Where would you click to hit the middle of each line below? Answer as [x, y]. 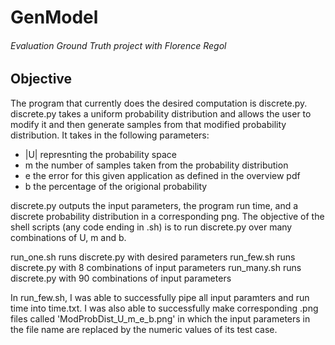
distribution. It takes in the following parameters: [110, 135]
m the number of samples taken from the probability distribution [156, 165]
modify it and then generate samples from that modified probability [148, 124]
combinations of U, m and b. [68, 237]
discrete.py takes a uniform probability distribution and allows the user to [161, 113]
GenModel [54, 17]
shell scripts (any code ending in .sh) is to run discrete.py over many [151, 227]
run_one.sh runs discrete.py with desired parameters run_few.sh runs [153, 257]
